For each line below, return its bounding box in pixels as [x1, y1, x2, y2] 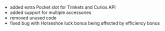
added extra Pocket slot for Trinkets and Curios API [9, 4, 116, 10]
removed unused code [9, 15, 56, 20]
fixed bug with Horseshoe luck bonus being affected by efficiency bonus [9, 20, 160, 26]
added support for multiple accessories [9, 9, 91, 15]
